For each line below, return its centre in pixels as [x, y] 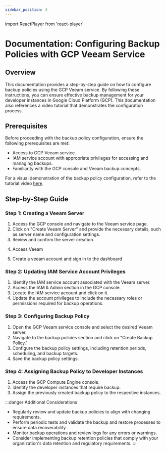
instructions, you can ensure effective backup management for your [75, 95]
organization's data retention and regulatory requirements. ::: [74, 444]
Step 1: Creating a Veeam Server [45, 213]
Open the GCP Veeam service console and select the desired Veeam [82, 327]
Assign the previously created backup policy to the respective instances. [86, 393]
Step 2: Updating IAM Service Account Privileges [65, 271]
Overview [21, 72]
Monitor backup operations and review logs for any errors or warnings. [84, 433]
